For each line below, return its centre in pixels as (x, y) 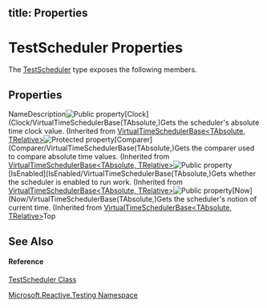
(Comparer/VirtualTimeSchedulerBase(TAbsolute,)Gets (99, 148)
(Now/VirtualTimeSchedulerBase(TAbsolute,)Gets (90, 199)
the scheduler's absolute (218, 122)
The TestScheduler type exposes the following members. (103, 70)
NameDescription (37, 114)
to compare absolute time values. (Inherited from (89, 157)
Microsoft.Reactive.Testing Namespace (73, 294)
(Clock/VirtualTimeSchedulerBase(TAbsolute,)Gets (92, 122)
